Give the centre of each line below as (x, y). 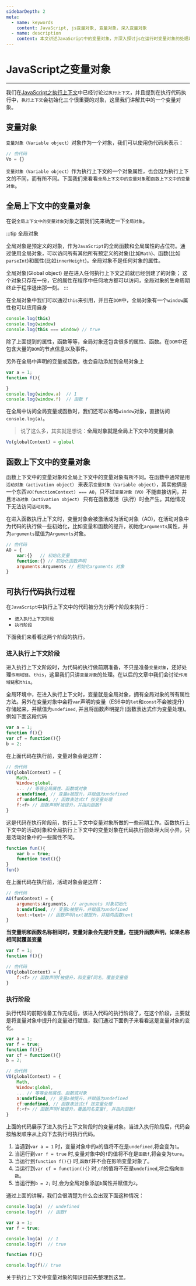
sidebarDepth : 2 (26, 11)
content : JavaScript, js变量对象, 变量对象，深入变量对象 (82, 28)
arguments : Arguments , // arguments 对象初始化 (72, 904)
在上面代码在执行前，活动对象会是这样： (55, 882)
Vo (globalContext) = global (40, 442)
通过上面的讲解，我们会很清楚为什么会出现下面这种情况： (75, 1196)
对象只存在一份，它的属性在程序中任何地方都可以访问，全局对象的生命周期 (100, 280)
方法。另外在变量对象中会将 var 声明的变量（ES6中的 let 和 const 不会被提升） (97, 702)
